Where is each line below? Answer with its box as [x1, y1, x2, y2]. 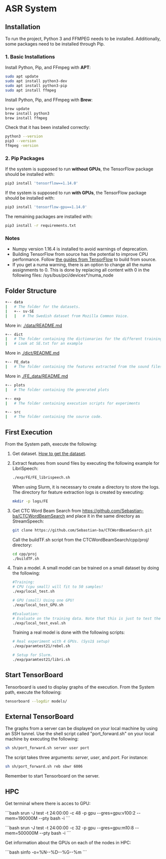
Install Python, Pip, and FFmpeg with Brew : [5, 97, 93, 103]
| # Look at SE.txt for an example [5, 341, 83, 346]
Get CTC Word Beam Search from [12, 507, 82, 514]
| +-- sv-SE [5, 309, 35, 314]
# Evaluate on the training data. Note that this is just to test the [12, 616, 161, 621]
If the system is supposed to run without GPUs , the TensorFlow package [5, 166, 154, 172]
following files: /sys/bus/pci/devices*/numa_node [12, 272, 114, 278]
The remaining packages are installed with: [5, 213, 93, 220]
